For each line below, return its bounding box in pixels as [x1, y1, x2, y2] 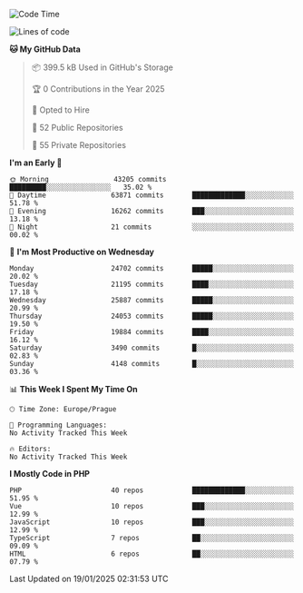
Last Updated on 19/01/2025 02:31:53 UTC [9, 573, 169, 584]
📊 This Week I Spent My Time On [9, 384, 138, 394]
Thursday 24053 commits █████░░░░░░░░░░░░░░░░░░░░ [9, 311, 295, 321]
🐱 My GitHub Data [9, 44, 82, 54]
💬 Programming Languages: [9, 420, 107, 430]
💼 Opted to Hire [31, 104, 91, 115]
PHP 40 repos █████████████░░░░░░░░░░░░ [9, 486, 295, 495]
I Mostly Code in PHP [9, 469, 91, 479]
